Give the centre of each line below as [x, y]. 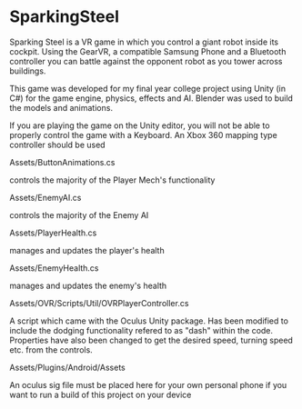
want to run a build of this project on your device [101, 394]
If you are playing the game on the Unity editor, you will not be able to [140, 125]
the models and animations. [61, 107]
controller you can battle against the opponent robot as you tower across [146, 61]
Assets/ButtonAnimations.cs [62, 162]
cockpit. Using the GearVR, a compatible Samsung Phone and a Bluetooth [148, 51]
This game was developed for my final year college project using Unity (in [148, 88]
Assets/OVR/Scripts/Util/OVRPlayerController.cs [99, 303]
